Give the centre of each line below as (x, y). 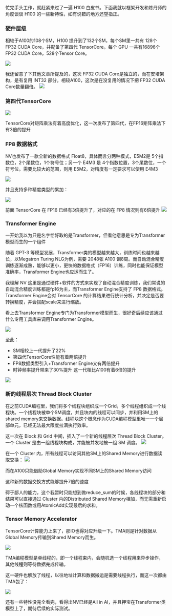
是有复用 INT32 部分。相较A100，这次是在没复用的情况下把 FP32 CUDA (90, 80)
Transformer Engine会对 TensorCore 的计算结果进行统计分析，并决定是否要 (85, 296)
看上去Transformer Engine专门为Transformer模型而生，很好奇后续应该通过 (84, 313)
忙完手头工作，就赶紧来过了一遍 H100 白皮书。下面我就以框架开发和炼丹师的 (86, 7)
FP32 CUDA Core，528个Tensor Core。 (47, 53)
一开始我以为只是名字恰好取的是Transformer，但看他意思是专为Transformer (85, 235)
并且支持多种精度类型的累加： (37, 189)
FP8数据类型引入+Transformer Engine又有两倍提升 (66, 363)
